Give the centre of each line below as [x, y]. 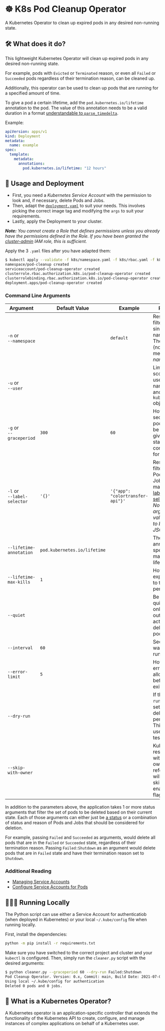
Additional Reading [28, 871]
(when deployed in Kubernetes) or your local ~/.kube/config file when [76, 920]
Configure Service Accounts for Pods [50, 887]
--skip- [16, 768]
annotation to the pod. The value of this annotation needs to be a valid [76, 108]
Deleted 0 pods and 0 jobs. [34, 986]
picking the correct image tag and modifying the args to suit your [78, 211]
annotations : [31, 163]
